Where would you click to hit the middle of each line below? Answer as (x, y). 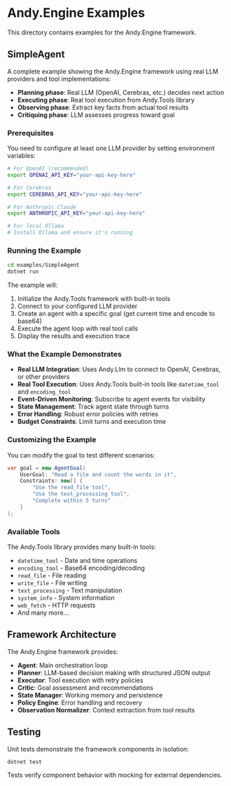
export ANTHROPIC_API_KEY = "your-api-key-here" (76, 213)
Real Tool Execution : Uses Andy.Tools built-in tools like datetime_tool (118, 385)
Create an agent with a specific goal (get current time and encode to (116, 314)
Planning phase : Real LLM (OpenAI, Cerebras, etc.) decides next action (121, 92)
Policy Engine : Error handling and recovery (79, 702)
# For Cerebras (29, 187)
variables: (21, 156)
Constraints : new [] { (51, 481)
